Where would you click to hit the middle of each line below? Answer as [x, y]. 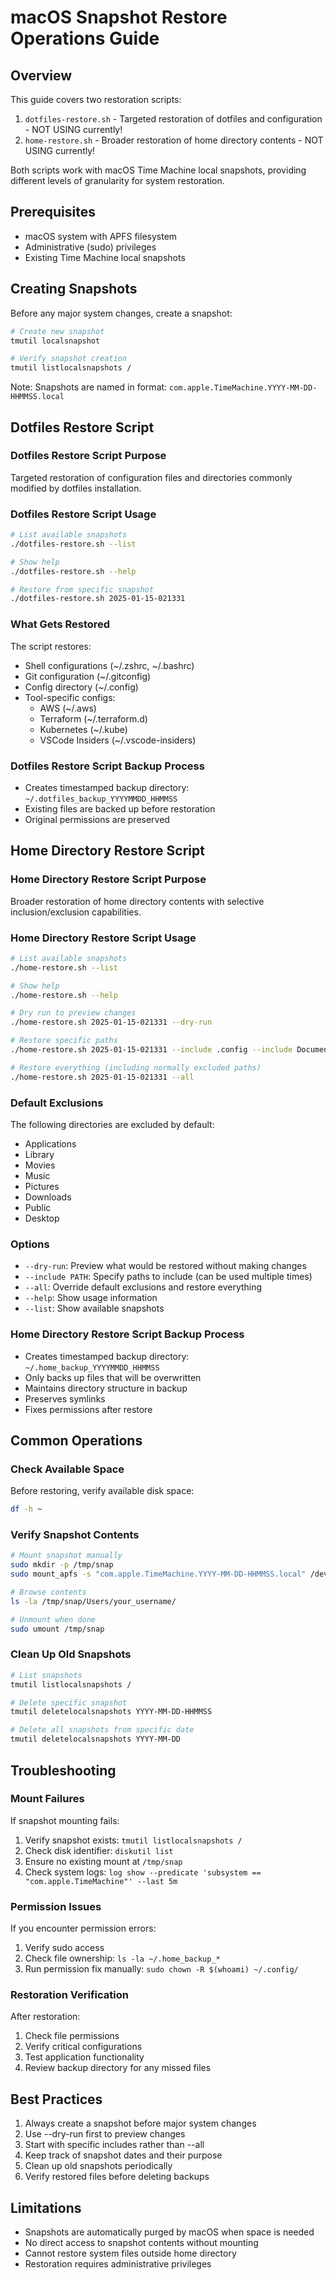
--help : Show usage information [91, 1298]
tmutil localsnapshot [55, 341]
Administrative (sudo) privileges [90, 247]
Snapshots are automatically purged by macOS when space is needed [169, 2232]
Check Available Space [67, 1469]
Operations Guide [85, 38]
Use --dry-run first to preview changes [105, 2134]
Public [38, 1207]
